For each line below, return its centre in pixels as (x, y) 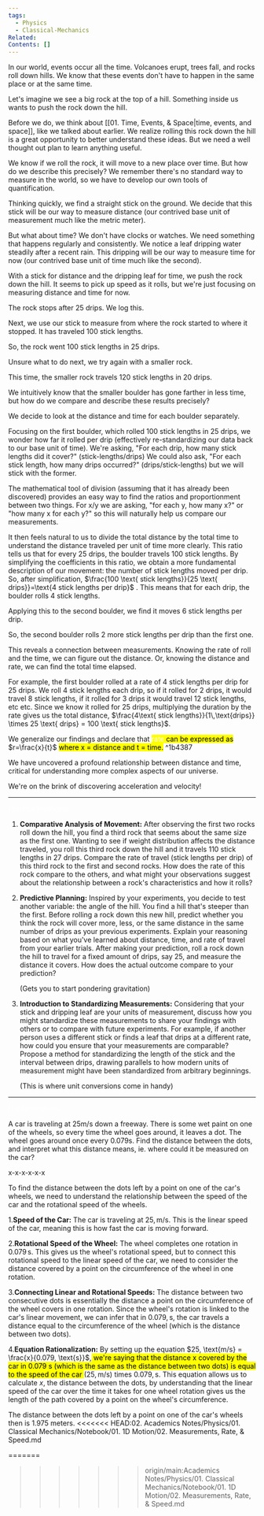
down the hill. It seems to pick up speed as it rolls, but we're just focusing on (132, 284)
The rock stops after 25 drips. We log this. (76, 308)
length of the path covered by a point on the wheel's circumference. (118, 1399)
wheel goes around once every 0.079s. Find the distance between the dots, (130, 1141)
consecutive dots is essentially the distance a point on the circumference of (131, 1301)
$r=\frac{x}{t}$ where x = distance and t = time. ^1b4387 (100, 747)
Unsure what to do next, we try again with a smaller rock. (101, 362)
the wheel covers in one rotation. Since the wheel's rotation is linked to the (129, 1309)
